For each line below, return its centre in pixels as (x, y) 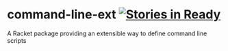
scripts (17, 40)
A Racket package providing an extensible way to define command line (107, 33)
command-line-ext (62, 15)
